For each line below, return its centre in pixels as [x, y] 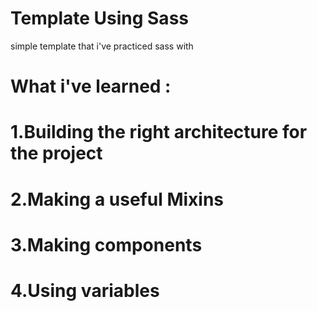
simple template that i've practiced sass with [102, 46]
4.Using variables [85, 290]
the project [56, 153]
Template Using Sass [99, 18]
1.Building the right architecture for [159, 132]
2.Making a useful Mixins [117, 199]
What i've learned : [91, 86]
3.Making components [106, 244]
